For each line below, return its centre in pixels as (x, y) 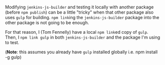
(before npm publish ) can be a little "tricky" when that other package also (79, 12)
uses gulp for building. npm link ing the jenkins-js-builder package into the (82, 17)
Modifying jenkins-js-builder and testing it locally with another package (80, 7)
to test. (12, 43)
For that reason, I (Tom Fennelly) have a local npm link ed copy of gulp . (77, 32)
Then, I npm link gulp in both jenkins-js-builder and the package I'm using (83, 37)
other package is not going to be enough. (47, 22)
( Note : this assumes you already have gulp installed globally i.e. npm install (81, 52)
